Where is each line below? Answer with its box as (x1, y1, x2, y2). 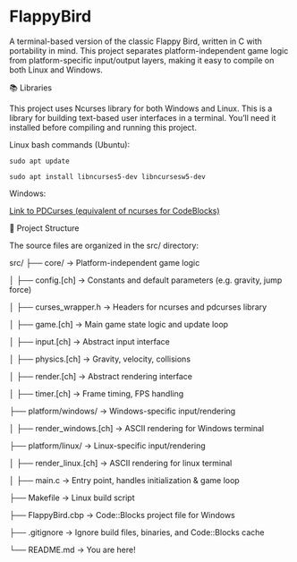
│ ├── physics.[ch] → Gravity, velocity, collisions (9, 353, 191, 364)
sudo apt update (9, 157, 70, 166)
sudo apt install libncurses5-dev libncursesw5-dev (9, 172, 206, 181)
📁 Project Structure (9, 222, 80, 234)
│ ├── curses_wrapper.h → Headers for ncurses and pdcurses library (9, 302, 267, 312)
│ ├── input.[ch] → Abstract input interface (9, 336, 170, 346)
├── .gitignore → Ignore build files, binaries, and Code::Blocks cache (9, 526, 266, 538)
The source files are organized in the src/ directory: (9, 240, 199, 251)
